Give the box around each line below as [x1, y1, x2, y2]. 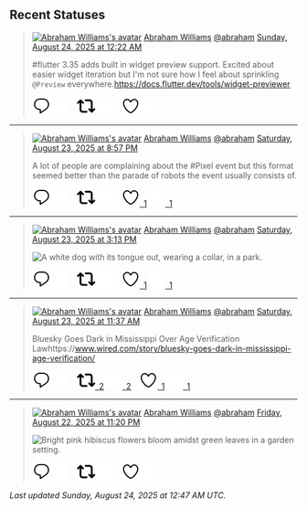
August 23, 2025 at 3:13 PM [31, 233, 137, 245]
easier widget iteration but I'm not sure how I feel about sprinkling [31, 69, 280, 80]
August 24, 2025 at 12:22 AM [31, 41, 143, 52]
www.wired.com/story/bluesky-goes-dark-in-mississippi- [74, 343, 291, 354]
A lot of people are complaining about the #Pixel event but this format [31, 160, 294, 171]
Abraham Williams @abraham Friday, [143, 407, 283, 418]
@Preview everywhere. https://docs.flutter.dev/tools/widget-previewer [31, 78, 291, 90]
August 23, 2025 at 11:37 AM [31, 315, 141, 326]
